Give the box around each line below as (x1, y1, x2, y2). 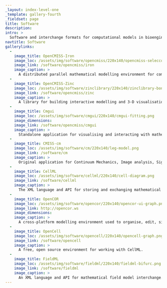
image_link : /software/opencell (14, 238, 81, 243)
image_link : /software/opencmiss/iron (14, 63, 94, 68)
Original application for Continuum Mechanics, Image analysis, (18, 159, 155, 164)
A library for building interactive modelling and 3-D (18, 100, 135, 105)
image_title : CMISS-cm (14, 141, 61, 146)
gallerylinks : (5, 44, 35, 49)
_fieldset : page (5, 16, 39, 21)
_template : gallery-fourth (5, 12, 61, 17)
